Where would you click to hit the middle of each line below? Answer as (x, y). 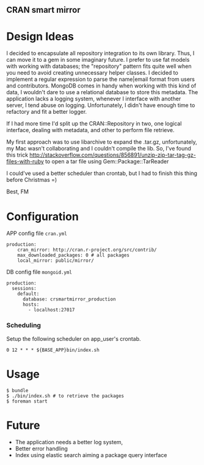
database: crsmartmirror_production (69, 299)
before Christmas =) (32, 180)
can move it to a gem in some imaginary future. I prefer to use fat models (98, 60)
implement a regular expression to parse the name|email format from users (101, 80)
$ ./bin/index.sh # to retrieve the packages (65, 396)
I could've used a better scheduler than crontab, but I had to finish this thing (102, 173)
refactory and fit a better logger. (47, 112)
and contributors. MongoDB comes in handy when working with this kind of (101, 86)
